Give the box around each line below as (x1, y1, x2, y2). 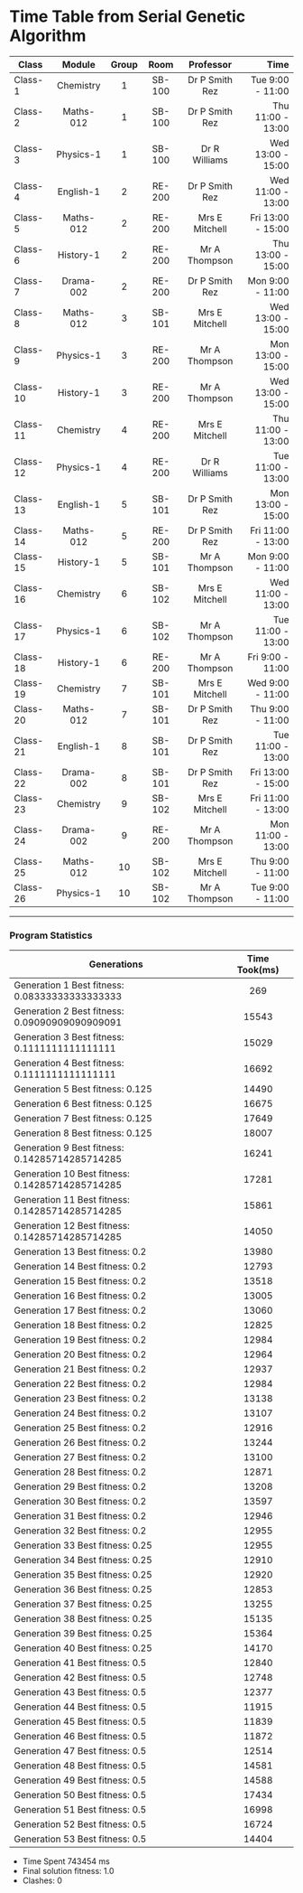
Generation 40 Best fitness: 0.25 (14, 1642, 153, 1654)
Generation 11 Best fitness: (14, 1194, 131, 1206)
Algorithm (9, 25, 87, 46)
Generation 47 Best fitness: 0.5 (14, 1745, 147, 1757)
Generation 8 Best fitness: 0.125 (14, 1127, 153, 1139)
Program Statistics (9, 929, 93, 942)
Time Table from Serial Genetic (9, 6, 246, 27)
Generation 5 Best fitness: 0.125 (14, 1082, 153, 1095)
